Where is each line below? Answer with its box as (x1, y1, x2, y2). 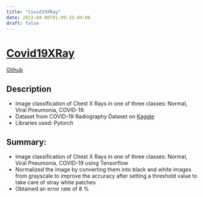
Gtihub (6, 66, 23, 73)
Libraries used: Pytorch (15, 119, 74, 127)
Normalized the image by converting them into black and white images (15, 165, 192, 173)
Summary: (6, 137, 47, 147)
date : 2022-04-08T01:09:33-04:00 (6, 15, 91, 21)
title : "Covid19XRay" (6, 8, 61, 15)
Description (6, 84, 52, 94)
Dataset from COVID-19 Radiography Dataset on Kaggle (15, 113, 155, 120)
